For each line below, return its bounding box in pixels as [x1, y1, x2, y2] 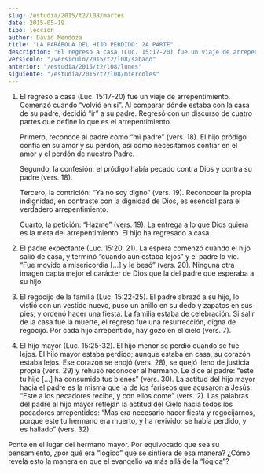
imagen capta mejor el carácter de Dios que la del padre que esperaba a [19, 268, 255, 278]
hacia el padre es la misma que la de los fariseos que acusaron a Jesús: [19, 383, 253, 392]
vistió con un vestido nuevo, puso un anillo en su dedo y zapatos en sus [19, 300, 253, 309]
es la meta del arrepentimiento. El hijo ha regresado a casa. [19, 228, 212, 237]
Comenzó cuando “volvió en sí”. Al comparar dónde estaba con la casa [19, 100, 250, 109]
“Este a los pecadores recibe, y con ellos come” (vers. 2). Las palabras [19, 391, 249, 400]
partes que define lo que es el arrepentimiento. [19, 117, 172, 126]
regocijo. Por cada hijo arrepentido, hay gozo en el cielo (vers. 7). [19, 325, 232, 335]
